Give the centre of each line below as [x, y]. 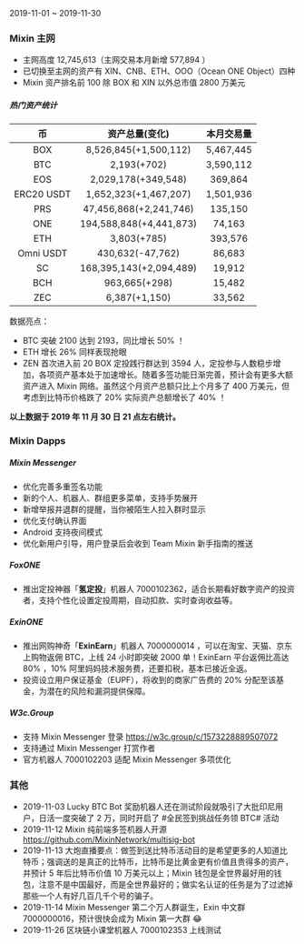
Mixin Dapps [38, 441]
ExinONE [26, 621]
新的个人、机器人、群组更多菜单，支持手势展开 [110, 498]
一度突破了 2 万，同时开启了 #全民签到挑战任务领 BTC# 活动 [167, 818]
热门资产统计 [33, 105]
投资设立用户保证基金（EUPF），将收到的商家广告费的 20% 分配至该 [149, 680]
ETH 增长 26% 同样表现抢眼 [74, 352]
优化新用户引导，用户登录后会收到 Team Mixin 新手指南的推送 [138, 544]
